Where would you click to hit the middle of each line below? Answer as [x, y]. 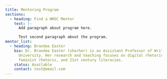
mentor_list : [19, 42]
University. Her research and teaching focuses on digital [81, 55]
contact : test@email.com [40, 69]
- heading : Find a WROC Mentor [42, 19]
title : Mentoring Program [32, 10]
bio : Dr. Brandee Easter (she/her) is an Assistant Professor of [83, 51]
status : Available [33, 65]
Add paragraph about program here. [55, 28]
